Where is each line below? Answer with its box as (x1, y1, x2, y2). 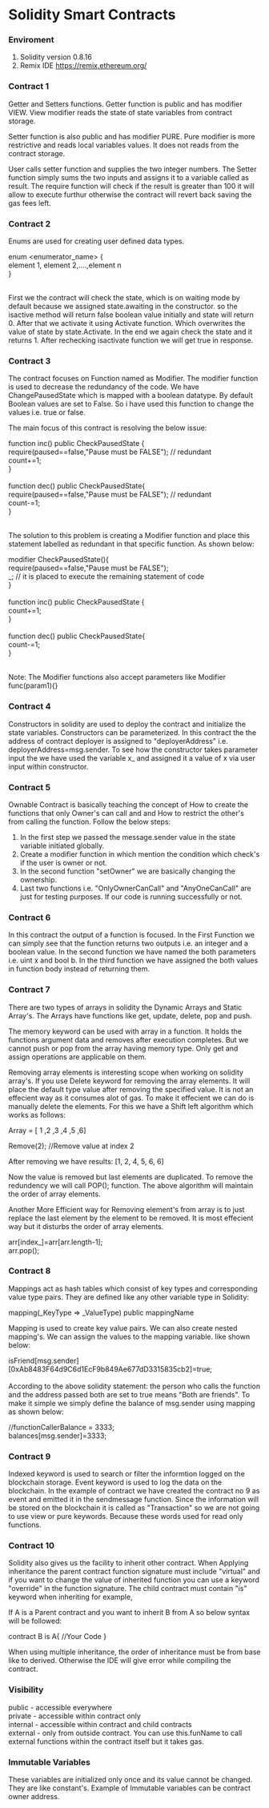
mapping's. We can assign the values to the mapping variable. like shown (8, 1332, 251, 1341)
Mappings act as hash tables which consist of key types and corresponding (8, 1284, 258, 1293)
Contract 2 (8, 218, 51, 229)
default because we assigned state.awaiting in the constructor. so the (8, 302, 238, 311)
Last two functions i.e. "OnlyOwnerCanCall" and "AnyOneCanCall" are (19, 883, 251, 893)
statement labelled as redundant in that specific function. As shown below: (8, 539, 255, 549)
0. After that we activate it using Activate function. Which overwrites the (8, 319, 246, 328)
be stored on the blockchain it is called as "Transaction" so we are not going (8, 1503, 260, 1513)
